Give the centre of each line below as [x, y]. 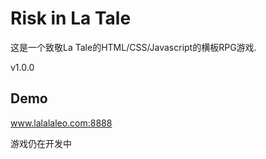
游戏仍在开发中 [41, 143]
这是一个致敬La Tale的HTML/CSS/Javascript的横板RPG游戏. [133, 47]
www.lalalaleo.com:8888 [61, 123]
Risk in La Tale [71, 18]
